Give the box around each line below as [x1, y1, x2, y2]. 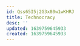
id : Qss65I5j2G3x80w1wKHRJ [6, 8, 75, 15]
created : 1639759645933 [6, 31, 67, 37]
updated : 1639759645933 [6, 25, 67, 32]
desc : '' [6, 20, 28, 26]
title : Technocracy [6, 14, 56, 20]
